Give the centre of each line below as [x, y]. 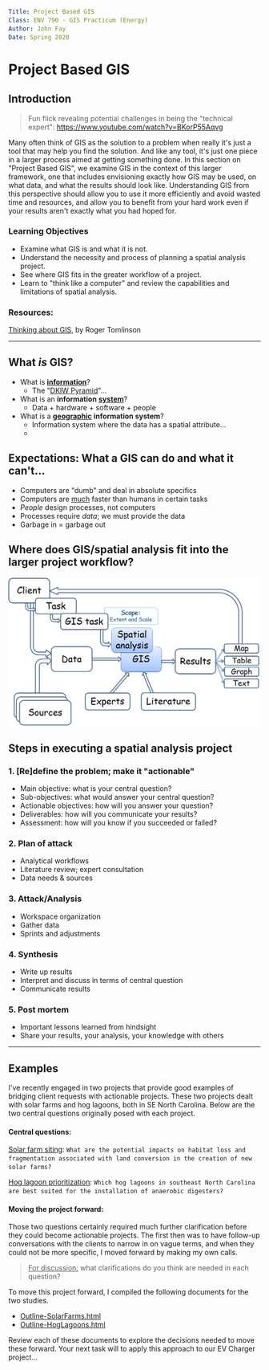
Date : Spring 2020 [39, 37]
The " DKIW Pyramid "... [69, 390]
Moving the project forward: [56, 1209]
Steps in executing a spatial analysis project [120, 748]
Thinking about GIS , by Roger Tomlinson [75, 330]
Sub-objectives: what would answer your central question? [117, 797]
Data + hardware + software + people [94, 407]
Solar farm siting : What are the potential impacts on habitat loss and [127, 1150]
